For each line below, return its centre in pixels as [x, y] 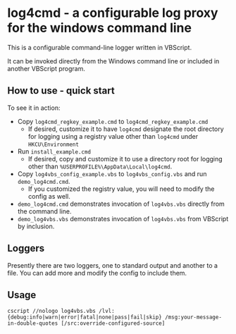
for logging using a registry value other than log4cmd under [113, 136]
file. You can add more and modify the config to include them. [97, 273]
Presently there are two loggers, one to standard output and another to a [113, 265]
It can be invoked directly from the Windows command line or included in [113, 61]
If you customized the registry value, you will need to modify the [121, 189]
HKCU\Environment [54, 144]
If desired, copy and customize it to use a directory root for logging [125, 159]
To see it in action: [34, 108]
